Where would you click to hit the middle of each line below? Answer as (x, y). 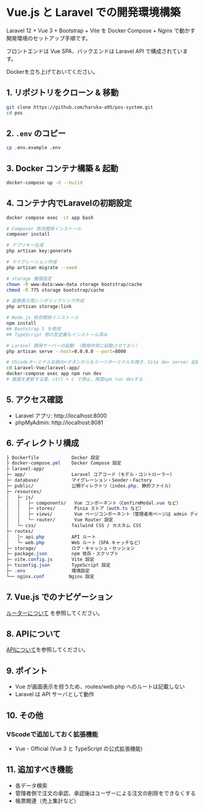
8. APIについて (34, 634)
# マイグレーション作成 (32, 262)
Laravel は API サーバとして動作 (55, 694)
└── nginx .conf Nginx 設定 (50, 577)
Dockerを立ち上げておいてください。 (53, 71)
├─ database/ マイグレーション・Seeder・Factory (79, 480)
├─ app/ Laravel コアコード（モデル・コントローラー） (90, 475)
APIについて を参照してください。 (48, 650)
